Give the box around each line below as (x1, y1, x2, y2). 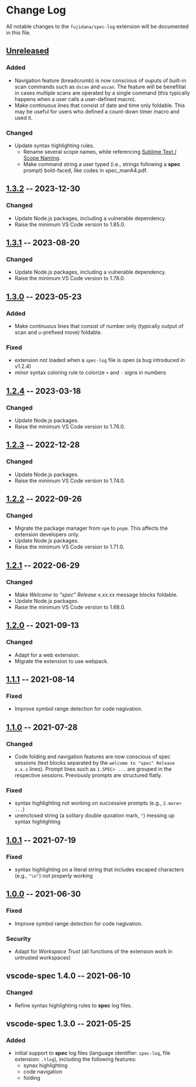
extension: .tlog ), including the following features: (14, 1056, 136, 1063)
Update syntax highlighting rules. (14, 142, 95, 149)
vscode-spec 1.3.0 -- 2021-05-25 (6, 1019, 132, 1029)
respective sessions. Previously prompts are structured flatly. (14, 772, 163, 779)
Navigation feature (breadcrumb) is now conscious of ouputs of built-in (14, 77, 187, 84)
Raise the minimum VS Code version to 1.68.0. (14, 603, 126, 611)
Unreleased (6, 46, 50, 56)
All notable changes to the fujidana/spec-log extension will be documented (6, 23, 189, 30)
